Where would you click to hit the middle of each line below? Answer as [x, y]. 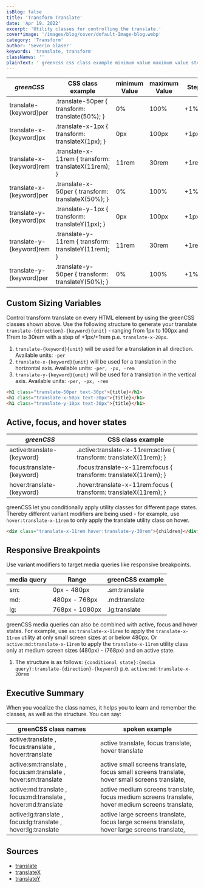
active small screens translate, [143, 764]
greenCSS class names [52, 729]
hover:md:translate [36, 805]
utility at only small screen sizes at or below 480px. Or [89, 637]
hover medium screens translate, [147, 805]
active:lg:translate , [36, 815]
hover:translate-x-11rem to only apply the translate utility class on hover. [98, 520]
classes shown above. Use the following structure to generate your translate [102, 324]
